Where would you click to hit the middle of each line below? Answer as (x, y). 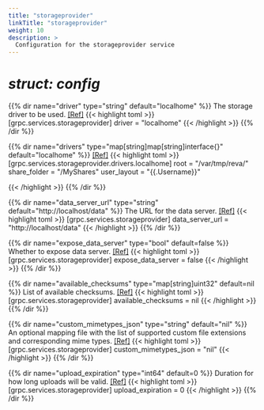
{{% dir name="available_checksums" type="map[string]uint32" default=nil (131, 284)
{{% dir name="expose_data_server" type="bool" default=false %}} (119, 243)
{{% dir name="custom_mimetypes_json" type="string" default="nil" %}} (128, 325)
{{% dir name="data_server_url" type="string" (83, 203)
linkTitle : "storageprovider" (58, 23)
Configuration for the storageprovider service (95, 45)
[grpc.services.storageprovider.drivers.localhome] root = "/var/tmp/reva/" (128, 164)
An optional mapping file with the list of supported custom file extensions (127, 332)
